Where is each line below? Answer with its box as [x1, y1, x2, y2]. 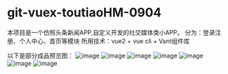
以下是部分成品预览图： [7, 51, 74, 60]
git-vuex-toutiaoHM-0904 [7, 5, 162, 21]
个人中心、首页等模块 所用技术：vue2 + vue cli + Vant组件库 [19, 36, 190, 45]
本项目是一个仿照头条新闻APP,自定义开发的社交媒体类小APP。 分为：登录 [7, 28, 216, 36]
